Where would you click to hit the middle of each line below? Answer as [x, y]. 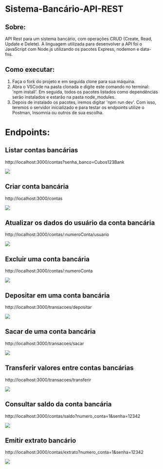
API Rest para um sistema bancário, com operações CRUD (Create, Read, [79, 39]
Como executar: [30, 70]
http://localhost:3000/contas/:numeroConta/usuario [57, 234]
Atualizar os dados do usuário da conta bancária [80, 223]
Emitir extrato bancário [41, 440]
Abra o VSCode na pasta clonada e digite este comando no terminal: [81, 86]
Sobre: [15, 27]
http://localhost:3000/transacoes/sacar [45, 343]
